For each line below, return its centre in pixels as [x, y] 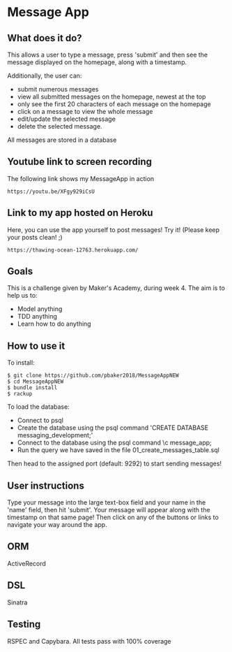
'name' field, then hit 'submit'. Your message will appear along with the [109, 510]
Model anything [40, 309]
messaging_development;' [55, 435]
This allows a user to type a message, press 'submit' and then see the [108, 55]
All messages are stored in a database [62, 140]
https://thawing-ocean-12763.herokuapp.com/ [73, 250]
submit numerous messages [58, 89]
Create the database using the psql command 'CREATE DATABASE [113, 428]
